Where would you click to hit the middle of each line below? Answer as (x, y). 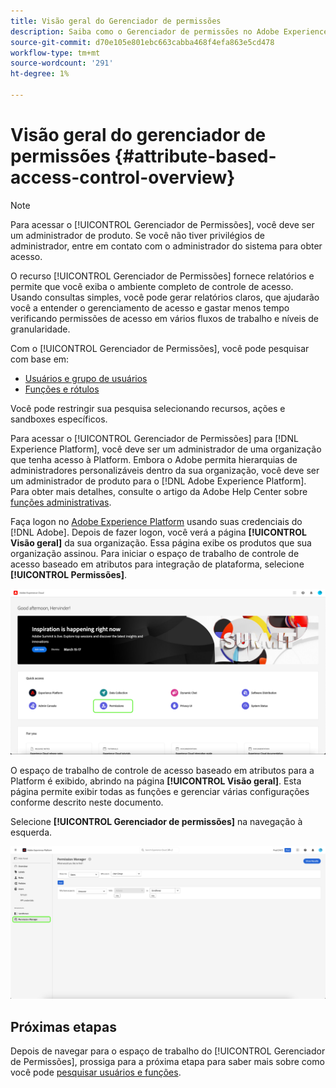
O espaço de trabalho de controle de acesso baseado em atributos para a (162, 770)
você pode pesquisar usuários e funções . (96, 1072)
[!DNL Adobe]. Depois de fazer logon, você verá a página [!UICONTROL (158, 532)
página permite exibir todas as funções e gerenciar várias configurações (160, 791)
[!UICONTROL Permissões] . (68, 574)
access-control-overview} (123, 177)
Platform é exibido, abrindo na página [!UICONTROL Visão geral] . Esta (156, 781)
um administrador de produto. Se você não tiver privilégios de (138, 235)
